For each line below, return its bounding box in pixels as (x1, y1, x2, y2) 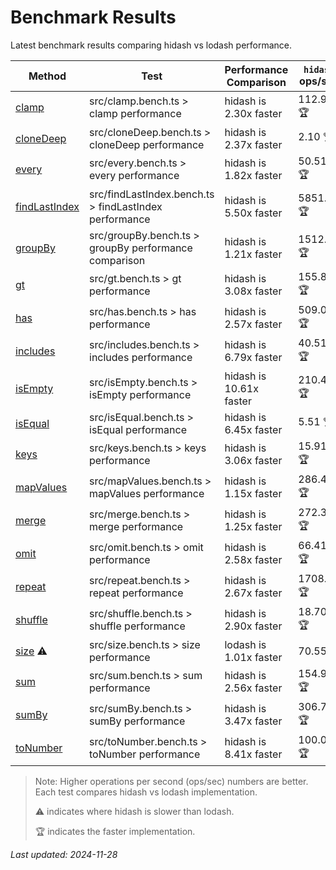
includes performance (89, 351, 193, 365)
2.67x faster (224, 586, 283, 600)
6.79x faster (224, 351, 283, 365)
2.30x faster (224, 107, 283, 121)
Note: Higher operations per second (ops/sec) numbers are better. (34, 775, 309, 787)
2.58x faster (224, 553, 283, 567)
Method (28, 69, 67, 83)
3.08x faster (224, 284, 283, 298)
